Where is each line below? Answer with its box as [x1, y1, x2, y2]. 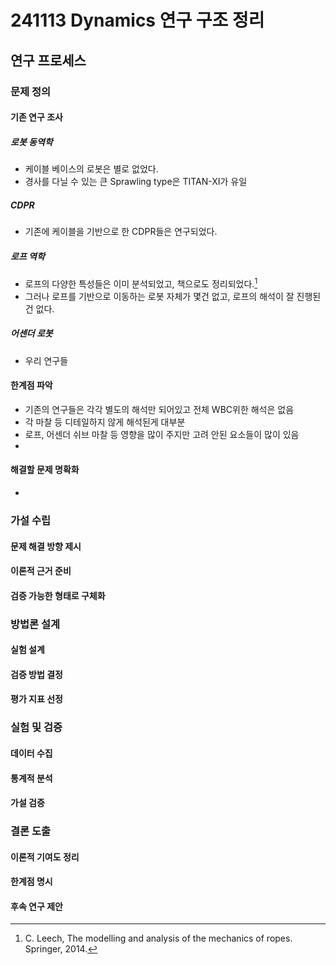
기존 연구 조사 [10, 111, 63, 123]
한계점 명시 [10, 876, 53, 888]
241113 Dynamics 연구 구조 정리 [10, 9, 265, 32]
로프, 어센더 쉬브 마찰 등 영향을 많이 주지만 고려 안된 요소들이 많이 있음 [24, 428, 300, 440]
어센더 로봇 [10, 327, 53, 340]
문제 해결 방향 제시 [10, 540, 82, 552]
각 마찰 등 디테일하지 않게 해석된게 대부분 [24, 416, 186, 428]
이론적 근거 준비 [10, 565, 72, 577]
